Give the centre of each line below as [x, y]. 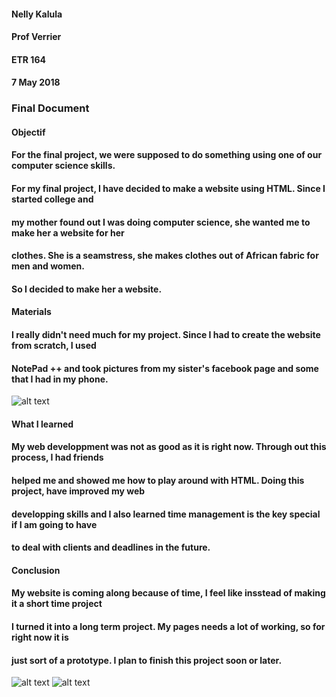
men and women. [48, 266]
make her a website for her [68, 232]
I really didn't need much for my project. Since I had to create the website [166, 335]
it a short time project [57, 604]
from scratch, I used [54, 346]
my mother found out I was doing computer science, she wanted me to [161, 222]
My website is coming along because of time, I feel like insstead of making [168, 593]
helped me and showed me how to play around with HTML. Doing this [158, 481]
